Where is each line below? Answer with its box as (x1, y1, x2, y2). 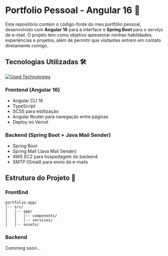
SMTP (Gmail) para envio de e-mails (12, 159, 88, 165)
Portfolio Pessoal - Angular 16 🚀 (5, 5, 140, 16)
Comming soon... (5, 245, 41, 251)
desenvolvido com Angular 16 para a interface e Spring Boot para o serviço (5, 26, 163, 32)
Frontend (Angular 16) (5, 86, 61, 93)
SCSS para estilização (12, 108, 59, 115)
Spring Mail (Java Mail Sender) (12, 148, 77, 154)
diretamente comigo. (5, 42, 48, 48)
